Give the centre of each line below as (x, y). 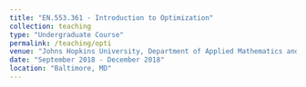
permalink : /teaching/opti (61, 43)
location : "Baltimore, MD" (61, 69)
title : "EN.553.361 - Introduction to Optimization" (112, 18)
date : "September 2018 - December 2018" (87, 60)
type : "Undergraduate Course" (67, 34)
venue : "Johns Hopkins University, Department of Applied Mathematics (146, 52)
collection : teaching (51, 26)
